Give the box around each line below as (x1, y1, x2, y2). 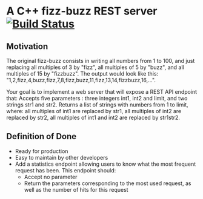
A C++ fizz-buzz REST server (6, 4, 158, 18)
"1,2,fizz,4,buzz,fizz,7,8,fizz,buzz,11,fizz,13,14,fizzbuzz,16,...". (6, 77, 156, 83)
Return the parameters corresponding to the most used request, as (24, 180, 191, 187)
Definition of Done (6, 131, 77, 142)
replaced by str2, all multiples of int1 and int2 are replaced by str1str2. (6, 114, 180, 121)
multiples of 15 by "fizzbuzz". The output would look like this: (6, 70, 159, 77)
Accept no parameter (24, 173, 78, 180)
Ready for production (15, 147, 68, 155)
